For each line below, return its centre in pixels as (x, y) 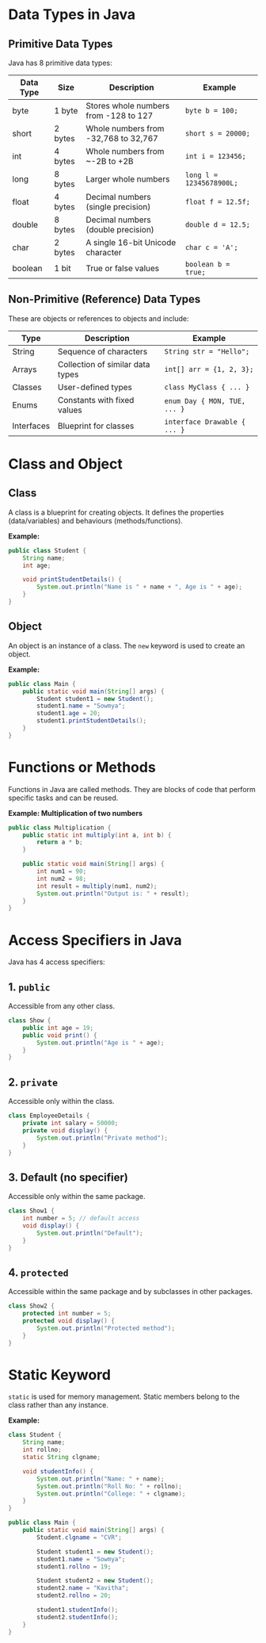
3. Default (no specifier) (68, 1177)
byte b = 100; (212, 111)
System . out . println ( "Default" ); (90, 1233)
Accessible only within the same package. (77, 1197)
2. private (33, 1082)
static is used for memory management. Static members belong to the (124, 1396)
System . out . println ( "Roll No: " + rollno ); (109, 1486)
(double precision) (120, 230)
